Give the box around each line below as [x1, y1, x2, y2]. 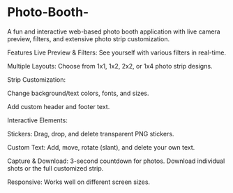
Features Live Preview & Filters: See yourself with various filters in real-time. [7, 48, 227, 57]
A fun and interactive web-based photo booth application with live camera [7, 27, 221, 36]
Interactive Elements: [7, 116, 68, 124]
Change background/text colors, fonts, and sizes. [7, 89, 149, 97]
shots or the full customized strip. [7, 164, 104, 172]
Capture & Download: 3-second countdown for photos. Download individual [7, 157, 225, 165]
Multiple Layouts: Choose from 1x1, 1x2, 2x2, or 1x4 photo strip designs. [7, 62, 213, 70]
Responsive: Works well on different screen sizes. [7, 178, 151, 186]
